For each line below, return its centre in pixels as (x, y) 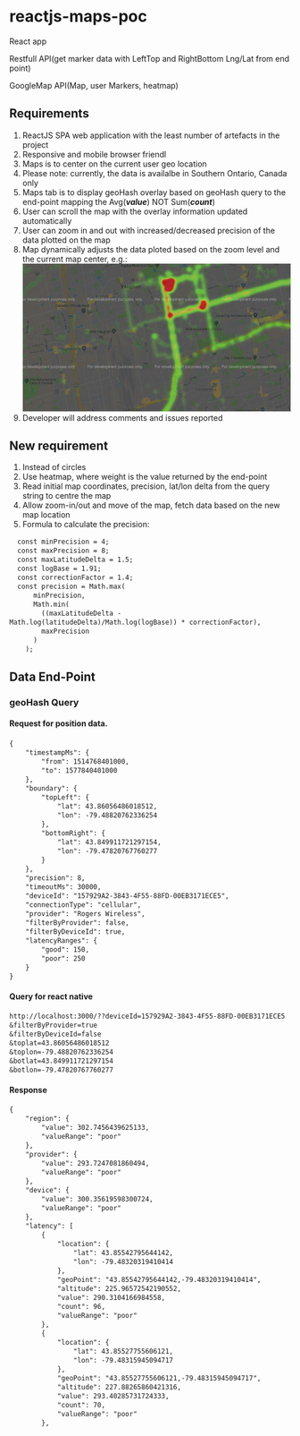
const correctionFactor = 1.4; (75, 578)
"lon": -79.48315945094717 (123, 1361)
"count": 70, (81, 1406)
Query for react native (51, 996)
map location (46, 515)
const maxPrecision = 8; (63, 551)
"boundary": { (51, 788)
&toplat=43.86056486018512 (59, 1043)
